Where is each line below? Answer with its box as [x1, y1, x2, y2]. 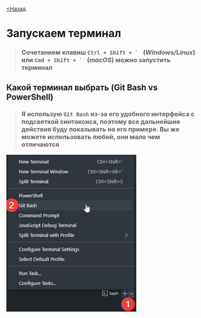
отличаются [21, 140, 60, 149]
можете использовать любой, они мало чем [21, 133, 160, 141]
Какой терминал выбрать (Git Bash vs [6, 82, 158, 93]
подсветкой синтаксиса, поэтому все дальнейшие [21, 118, 181, 126]
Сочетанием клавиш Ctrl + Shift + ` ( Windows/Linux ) [21, 48, 196, 57]
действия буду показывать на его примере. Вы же [21, 125, 180, 133]
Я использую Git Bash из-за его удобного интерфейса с [21, 110, 195, 118]
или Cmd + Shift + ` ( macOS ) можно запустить [21, 56, 171, 65]
